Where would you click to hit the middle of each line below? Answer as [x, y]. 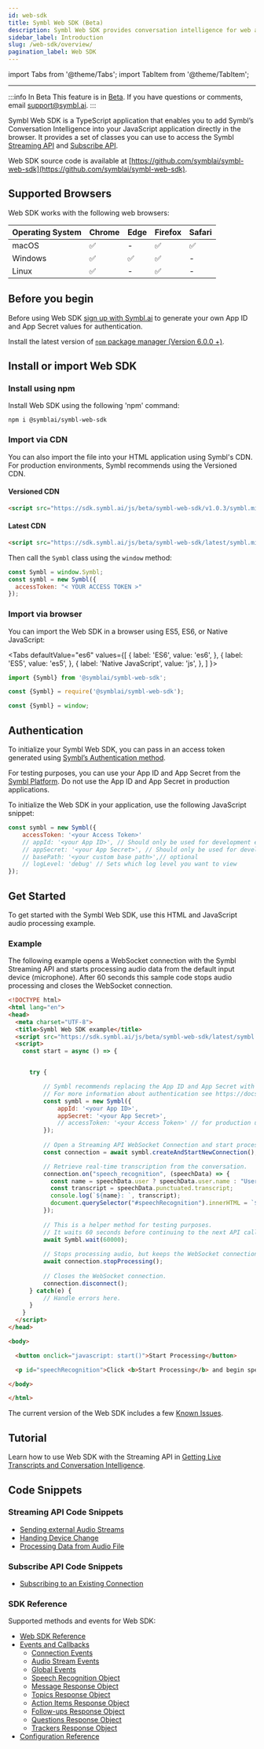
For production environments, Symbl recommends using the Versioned [123, 465]
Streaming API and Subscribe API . [63, 145]
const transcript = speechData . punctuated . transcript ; [142, 1189]
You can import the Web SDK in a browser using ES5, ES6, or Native [118, 631]
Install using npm [42, 388]
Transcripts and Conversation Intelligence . [77, 1465]
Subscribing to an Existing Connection [81, 1584]
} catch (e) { [50, 1291]
